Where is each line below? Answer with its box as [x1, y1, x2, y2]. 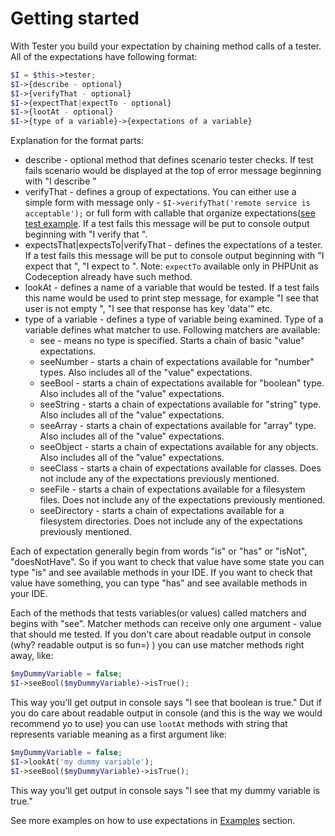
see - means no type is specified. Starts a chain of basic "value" [39, 335, 305, 347]
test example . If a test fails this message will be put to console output [24, 218, 310, 230]
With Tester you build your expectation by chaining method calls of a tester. [10, 40, 322, 52]
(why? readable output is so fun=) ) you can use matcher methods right [10, 639, 305, 651]
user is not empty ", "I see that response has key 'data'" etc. [24, 303, 273, 315]
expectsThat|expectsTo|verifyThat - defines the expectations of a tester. [24, 239, 323, 251]
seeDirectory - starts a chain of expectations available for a [39, 505, 285, 517]
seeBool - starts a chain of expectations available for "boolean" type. [39, 377, 325, 389]
